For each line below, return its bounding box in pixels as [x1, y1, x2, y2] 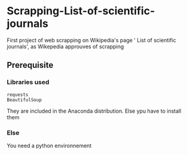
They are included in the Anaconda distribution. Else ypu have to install [7, 107, 182, 114]
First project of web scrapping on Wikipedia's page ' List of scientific [7, 36, 176, 44]
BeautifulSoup [7, 97, 42, 103]
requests [7, 91, 29, 98]
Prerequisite [7, 60, 54, 70]
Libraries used [7, 78, 50, 86]
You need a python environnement [7, 142, 92, 149]
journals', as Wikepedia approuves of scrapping [7, 43, 124, 50]
